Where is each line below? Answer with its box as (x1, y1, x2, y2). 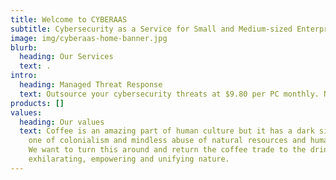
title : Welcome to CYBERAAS (10, 14, 128, 25)
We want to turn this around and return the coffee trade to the (28, 145, 307, 155)
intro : (10, 71, 38, 81)
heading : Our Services (19, 52, 114, 62)
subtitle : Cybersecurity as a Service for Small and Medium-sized (10, 24, 293, 34)
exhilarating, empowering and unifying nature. (28, 154, 230, 164)
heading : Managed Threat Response (19, 80, 163, 90)
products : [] (10, 98, 65, 108)
